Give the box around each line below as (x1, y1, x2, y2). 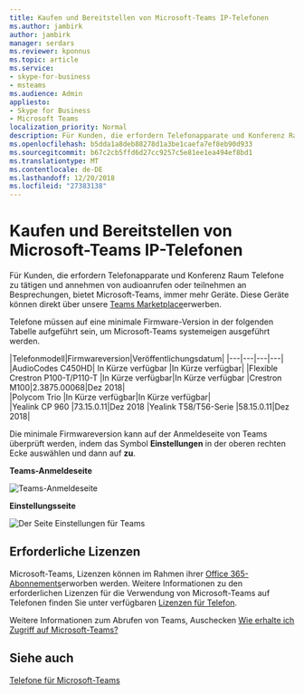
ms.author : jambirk (9, 22, 83, 31)
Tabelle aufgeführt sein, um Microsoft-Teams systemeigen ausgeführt (9, 326, 271, 337)
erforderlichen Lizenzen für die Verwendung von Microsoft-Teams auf (9, 587, 271, 598)
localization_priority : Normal (9, 123, 128, 132)
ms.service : (9, 64, 54, 73)
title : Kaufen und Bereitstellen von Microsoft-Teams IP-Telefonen (9, 13, 270, 23)
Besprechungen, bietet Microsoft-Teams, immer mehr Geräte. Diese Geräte (9, 289, 290, 300)
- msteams (9, 81, 47, 90)
